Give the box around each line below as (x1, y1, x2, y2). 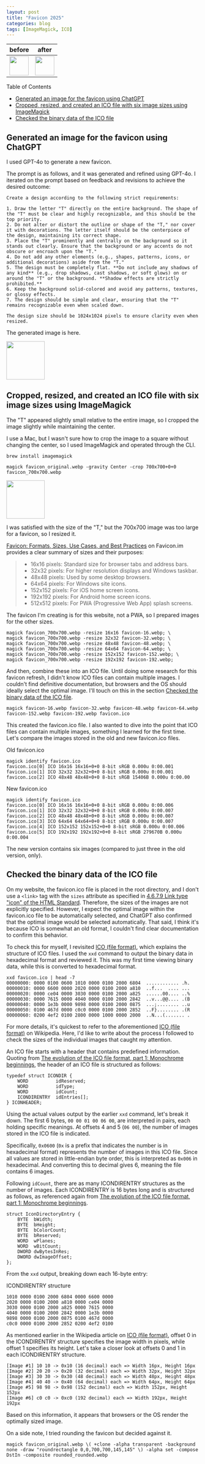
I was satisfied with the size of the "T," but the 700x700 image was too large (6, 524, 199, 531)
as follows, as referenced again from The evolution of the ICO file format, (6, 1192, 191, 1200)
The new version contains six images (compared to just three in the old (6, 845, 185, 852)
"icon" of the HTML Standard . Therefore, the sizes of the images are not (6, 899, 188, 906)
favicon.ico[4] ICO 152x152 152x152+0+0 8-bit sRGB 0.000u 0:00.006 (6, 823, 185, 829)
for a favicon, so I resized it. (6, 530, 76, 537)
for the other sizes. (6, 617, 54, 625)
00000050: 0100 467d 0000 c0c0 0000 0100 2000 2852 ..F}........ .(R (6, 1007, 190, 1013)
